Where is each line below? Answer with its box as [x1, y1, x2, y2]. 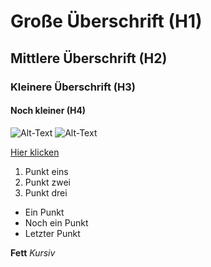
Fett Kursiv [10, 246, 56, 259]
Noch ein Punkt [24, 216, 89, 229]
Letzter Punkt [24, 227, 81, 239]
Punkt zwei [24, 176, 71, 188]
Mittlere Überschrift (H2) [10, 50, 168, 67]
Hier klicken [10, 146, 60, 158]
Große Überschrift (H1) [10, 10, 203, 33]
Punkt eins [24, 165, 69, 177]
